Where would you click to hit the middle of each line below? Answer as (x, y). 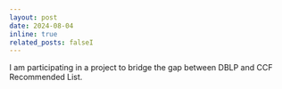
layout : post (33, 17)
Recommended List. (46, 77)
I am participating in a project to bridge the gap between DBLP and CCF (141, 68)
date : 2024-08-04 (41, 26)
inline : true (33, 34)
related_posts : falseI (51, 42)
